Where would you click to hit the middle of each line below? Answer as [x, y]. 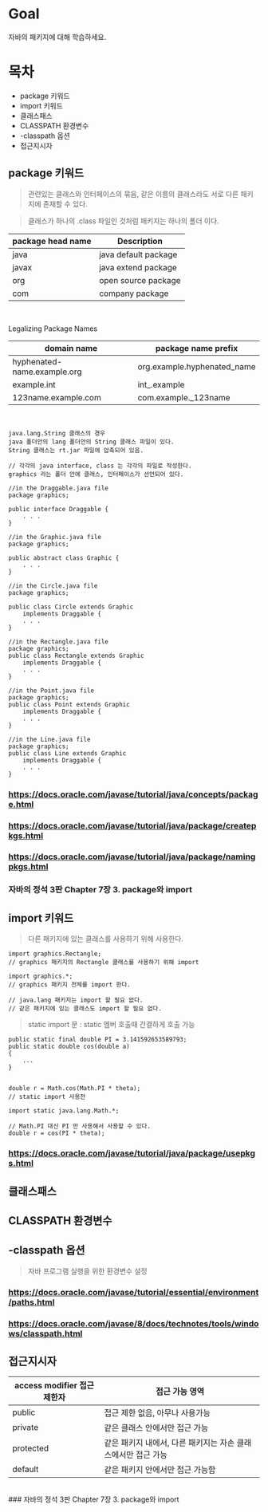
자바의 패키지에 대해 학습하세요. [57, 37]
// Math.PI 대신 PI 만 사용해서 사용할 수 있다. [80, 1126]
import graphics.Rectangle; [55, 954]
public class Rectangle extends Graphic [77, 656]
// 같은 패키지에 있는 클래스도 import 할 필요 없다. [85, 1009]
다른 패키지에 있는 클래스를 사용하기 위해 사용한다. [105, 939]
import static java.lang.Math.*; [64, 1111]
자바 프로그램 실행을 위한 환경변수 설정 [87, 1271]
